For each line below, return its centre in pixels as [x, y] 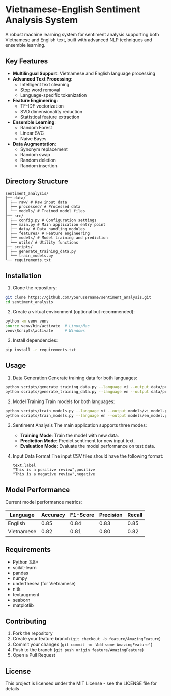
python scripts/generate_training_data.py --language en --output [77, 392]
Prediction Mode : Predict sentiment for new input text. [77, 440]
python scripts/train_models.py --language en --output [66, 416]
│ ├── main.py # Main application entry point [55, 224]
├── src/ [15, 216]
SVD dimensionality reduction [51, 111]
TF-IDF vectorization [42, 106]
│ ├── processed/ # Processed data [43, 207]
